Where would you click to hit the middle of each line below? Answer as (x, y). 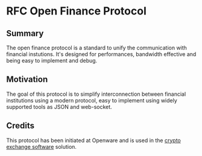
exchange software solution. (42, 146)
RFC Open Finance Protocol (76, 11)
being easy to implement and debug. (52, 61)
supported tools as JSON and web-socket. (59, 107)
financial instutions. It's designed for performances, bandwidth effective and (101, 54)
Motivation (27, 80)
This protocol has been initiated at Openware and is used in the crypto (93, 140)
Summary (25, 33)
